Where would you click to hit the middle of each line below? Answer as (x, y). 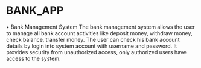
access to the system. (34, 58)
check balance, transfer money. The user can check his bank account (93, 39)
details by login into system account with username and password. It (91, 46)
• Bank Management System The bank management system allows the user (101, 27)
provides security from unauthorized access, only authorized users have (97, 52)
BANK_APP (35, 10)
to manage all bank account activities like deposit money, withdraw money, (99, 33)
